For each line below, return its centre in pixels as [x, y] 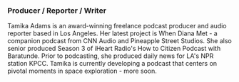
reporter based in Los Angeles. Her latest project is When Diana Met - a [112, 33]
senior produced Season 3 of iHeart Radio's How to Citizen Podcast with [114, 49]
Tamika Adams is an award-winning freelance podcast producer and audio [117, 26]
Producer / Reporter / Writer [57, 11]
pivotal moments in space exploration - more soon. [82, 71]
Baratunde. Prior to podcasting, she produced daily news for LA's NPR [111, 56]
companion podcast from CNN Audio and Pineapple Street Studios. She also [119, 41]
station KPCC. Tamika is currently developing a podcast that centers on [112, 64]
